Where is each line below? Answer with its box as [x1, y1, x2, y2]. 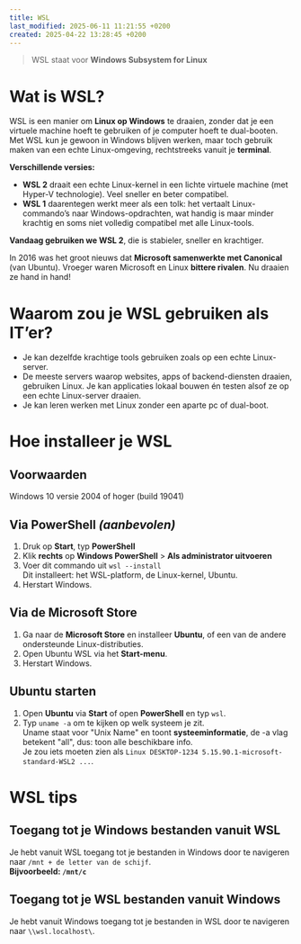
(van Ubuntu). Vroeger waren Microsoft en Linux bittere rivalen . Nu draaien [9, 262, 289, 273]
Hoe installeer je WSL [9, 431, 173, 452]
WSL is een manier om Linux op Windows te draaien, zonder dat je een [9, 116, 274, 127]
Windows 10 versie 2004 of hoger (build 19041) [9, 491, 184, 502]
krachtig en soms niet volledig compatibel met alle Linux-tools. [22, 218, 254, 229]
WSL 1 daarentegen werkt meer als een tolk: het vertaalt [22, 199, 231, 210]
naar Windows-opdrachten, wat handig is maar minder [71, 208, 274, 219]
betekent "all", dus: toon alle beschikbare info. [22, 736, 193, 747]
